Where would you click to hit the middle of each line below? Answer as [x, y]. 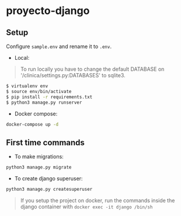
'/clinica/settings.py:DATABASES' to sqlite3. [73, 75]
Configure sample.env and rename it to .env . [59, 46]
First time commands [45, 143]
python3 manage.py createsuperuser [49, 189]
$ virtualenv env [27, 86]
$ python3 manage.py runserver [44, 102]
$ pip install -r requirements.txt [49, 97]
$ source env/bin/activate [39, 91]
